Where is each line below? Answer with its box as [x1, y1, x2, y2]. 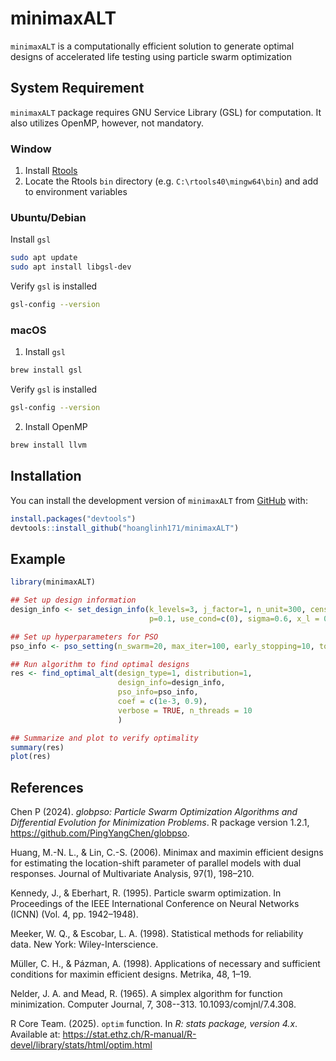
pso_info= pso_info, [117, 687, 199, 697]
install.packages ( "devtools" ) [10, 513, 137, 524]
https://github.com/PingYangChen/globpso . [10, 827, 190, 839]
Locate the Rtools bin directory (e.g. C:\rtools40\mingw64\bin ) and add [24, 175, 319, 187]
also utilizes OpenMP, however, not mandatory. [10, 117, 204, 129]
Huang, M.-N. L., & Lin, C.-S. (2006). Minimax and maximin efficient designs [10, 847, 324, 859]
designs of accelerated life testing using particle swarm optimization [10, 50, 293, 62]
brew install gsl [10, 365, 83, 376]
